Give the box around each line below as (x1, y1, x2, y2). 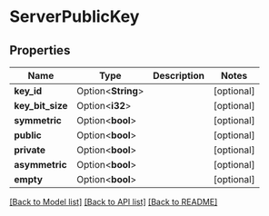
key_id (14, 84, 43, 97)
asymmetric (14, 159, 67, 171)
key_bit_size (14, 100, 68, 112)
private (14, 143, 45, 156)
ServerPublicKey (9, 6, 140, 27)
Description (153, 70, 204, 82)
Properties (9, 43, 71, 58)
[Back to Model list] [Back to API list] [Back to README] (9, 197, 218, 207)
